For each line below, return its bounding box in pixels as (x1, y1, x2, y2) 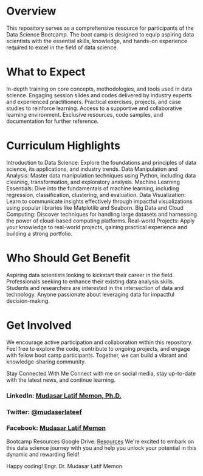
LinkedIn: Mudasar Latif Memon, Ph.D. (6, 391, 122, 399)
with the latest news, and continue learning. (6, 376, 115, 384)
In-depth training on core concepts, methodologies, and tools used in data (6, 85, 193, 92)
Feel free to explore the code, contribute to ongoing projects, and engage (6, 345, 190, 352)
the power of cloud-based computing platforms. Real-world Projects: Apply (6, 217, 195, 224)
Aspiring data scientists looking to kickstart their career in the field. (6, 271, 174, 278)
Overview (6, 4, 57, 18)
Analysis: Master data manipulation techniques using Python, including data (6, 171, 196, 179)
